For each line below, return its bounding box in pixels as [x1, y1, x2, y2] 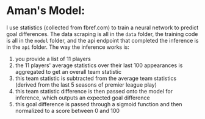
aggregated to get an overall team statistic [15, 68, 122, 75]
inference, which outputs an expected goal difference [15, 94, 151, 101]
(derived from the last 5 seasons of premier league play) [15, 81, 157, 88]
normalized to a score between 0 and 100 [15, 107, 120, 114]
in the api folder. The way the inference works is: [6, 43, 130, 51]
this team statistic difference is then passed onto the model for [15, 87, 173, 95]
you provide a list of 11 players [15, 55, 92, 62]
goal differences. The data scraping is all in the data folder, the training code [6, 30, 198, 37]
